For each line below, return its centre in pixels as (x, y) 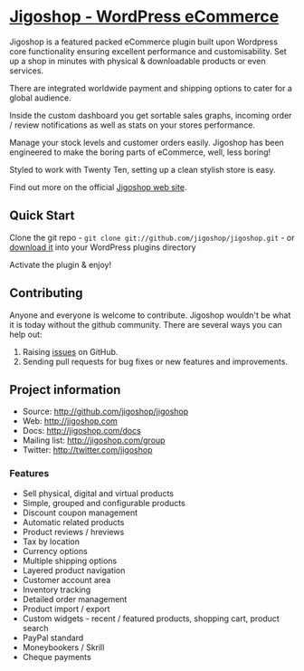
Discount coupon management (80, 513)
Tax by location (51, 542)
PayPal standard (53, 637)
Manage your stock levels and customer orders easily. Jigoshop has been (147, 142)
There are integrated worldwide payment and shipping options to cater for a (151, 88)
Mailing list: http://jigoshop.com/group (94, 440)
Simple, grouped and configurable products (104, 503)
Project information (65, 390)
